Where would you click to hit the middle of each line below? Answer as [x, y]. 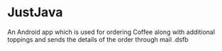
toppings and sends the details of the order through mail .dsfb [98, 39]
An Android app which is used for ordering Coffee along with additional [111, 32]
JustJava [35, 12]
